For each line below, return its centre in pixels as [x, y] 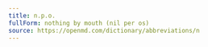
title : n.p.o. [32, 16]
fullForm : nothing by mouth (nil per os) [79, 23]
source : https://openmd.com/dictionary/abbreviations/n [104, 30]
